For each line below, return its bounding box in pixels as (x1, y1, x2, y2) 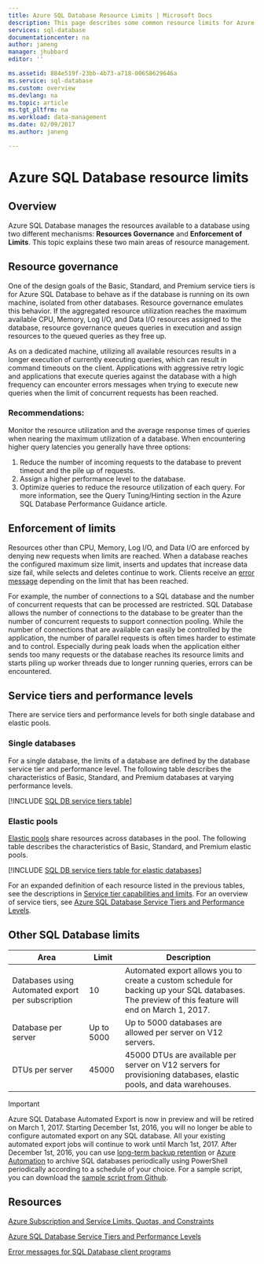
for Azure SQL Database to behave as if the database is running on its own (8, 289, 250, 299)
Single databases (8, 738, 76, 749)
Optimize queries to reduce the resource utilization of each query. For (19, 482, 246, 492)
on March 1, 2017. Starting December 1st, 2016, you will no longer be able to (8, 1123, 253, 1132)
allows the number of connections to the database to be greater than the (8, 608, 244, 617)
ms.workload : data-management (8, 113, 108, 122)
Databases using (12, 975, 75, 986)
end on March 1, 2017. (124, 1004, 211, 1015)
